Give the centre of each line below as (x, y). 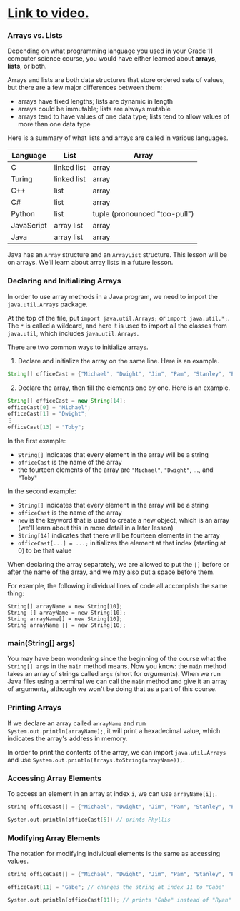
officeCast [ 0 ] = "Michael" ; (49, 407)
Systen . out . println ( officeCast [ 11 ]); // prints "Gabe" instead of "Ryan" (120, 900)
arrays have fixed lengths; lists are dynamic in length (95, 101)
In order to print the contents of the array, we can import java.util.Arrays (117, 752)
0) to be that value (45, 550)
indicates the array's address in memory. (67, 738)
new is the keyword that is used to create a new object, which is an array (124, 520)
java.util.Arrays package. (47, 304)
